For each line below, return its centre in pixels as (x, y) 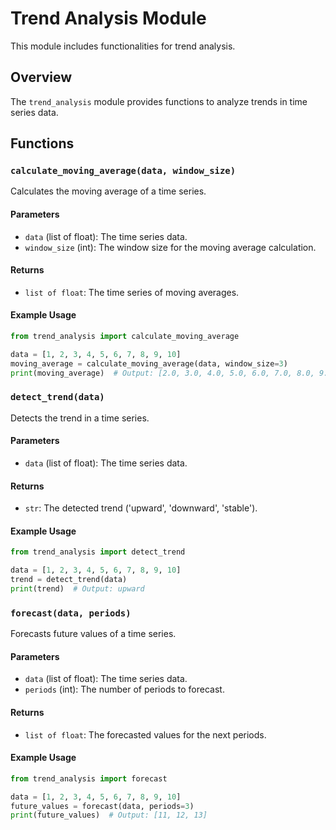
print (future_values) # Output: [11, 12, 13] (109, 815)
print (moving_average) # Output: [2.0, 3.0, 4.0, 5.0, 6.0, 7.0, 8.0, (162, 373)
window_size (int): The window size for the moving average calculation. (170, 247)
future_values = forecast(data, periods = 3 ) (102, 806)
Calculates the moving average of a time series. (108, 191)
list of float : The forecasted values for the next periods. (145, 734)
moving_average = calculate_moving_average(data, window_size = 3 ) (149, 363)
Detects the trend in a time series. (80, 418)
